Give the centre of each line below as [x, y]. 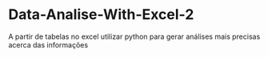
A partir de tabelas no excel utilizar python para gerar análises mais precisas [134, 36]
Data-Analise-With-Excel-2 [101, 15]
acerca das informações [48, 44]
